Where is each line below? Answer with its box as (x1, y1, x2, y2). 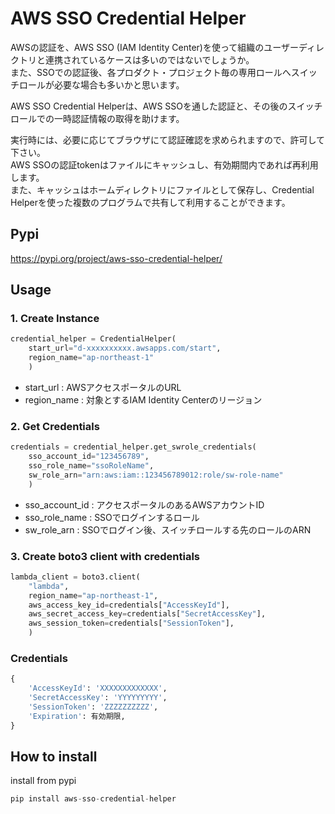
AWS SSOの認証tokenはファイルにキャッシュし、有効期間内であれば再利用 (10, 158, 319, 171)
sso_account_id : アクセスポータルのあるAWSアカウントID (24, 498, 265, 511)
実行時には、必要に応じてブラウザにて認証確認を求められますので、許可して (10, 133, 326, 146)
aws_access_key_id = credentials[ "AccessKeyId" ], (28, 600, 230, 610)
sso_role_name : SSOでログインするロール (24, 511, 200, 523)
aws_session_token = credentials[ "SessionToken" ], (28, 618, 235, 629)
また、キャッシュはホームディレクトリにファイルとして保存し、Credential (10, 183, 315, 196)
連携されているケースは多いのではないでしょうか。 (44, 53, 255, 66)
